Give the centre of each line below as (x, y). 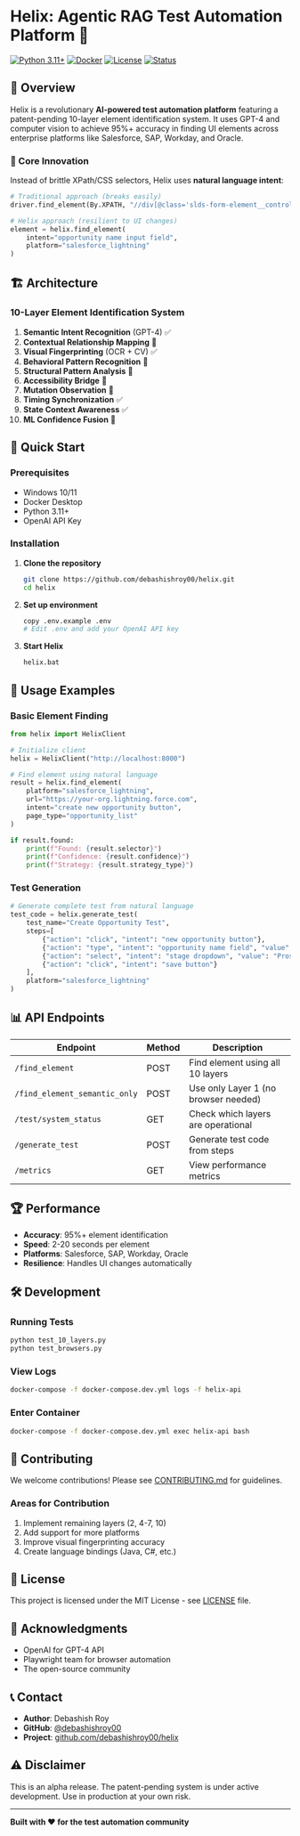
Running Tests (42, 1322)
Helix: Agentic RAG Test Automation (146, 16)
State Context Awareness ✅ (76, 409)
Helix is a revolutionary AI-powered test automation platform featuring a (144, 110)
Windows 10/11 (50, 492)
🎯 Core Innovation (50, 160)
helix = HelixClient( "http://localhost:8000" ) (98, 759)
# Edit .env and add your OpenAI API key (101, 630)
